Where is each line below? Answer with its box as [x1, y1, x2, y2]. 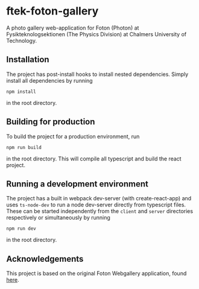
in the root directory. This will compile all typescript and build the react [6, 155, 182, 162]
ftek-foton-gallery [6, 4, 99, 18]
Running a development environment [6, 179, 149, 189]
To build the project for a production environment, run [6, 133, 140, 140]
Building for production [6, 116, 95, 127]
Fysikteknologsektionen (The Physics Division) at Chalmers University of [6, 30, 187, 37]
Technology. [6, 37, 37, 44]
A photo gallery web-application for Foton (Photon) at [6, 24, 139, 31]
